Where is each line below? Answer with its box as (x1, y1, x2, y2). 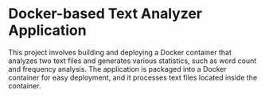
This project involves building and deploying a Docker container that (8, 47, 232, 57)
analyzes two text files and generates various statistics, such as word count (8, 56, 257, 65)
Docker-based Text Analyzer (8, 5, 203, 23)
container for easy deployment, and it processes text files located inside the (8, 73, 258, 82)
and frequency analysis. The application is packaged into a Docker (8, 64, 227, 73)
